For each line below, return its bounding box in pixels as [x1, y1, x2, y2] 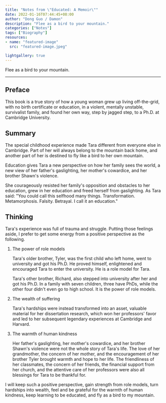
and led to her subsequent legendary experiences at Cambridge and [12, 316, 152, 322]
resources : [5, 35, 28, 40]
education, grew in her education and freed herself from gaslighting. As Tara [5, 188, 161, 194]
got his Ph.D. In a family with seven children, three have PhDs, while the [12, 281, 158, 287]
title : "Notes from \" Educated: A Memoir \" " [5, 7, 98, 12]
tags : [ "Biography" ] [5, 30, 48, 35]
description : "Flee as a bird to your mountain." [5, 21, 110, 26]
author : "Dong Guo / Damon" [5, 16, 63, 21]
